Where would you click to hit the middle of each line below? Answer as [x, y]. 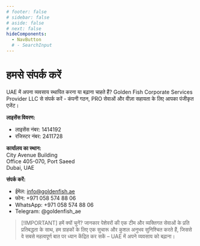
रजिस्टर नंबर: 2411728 [39, 136]
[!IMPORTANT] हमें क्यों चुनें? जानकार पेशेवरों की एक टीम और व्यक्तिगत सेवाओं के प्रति [105, 223]
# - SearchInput [32, 46]
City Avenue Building [32, 155]
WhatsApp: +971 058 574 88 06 [54, 205]
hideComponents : [26, 34]
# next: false [24, 28]
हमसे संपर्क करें [34, 75]
